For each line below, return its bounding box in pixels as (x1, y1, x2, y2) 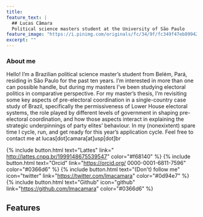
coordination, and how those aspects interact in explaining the (29, 115, 184, 123)
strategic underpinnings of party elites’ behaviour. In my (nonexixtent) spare (6, 122, 196, 129)
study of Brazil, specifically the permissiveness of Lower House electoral (6, 103, 188, 110)
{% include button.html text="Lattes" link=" (6, 146, 114, 154)
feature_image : (6, 31, 45, 37)
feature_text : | (6, 15, 47, 21)
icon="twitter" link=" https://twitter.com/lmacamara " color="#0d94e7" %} (6, 172, 190, 180)
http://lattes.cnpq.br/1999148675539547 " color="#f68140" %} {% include (6, 153, 191, 160)
